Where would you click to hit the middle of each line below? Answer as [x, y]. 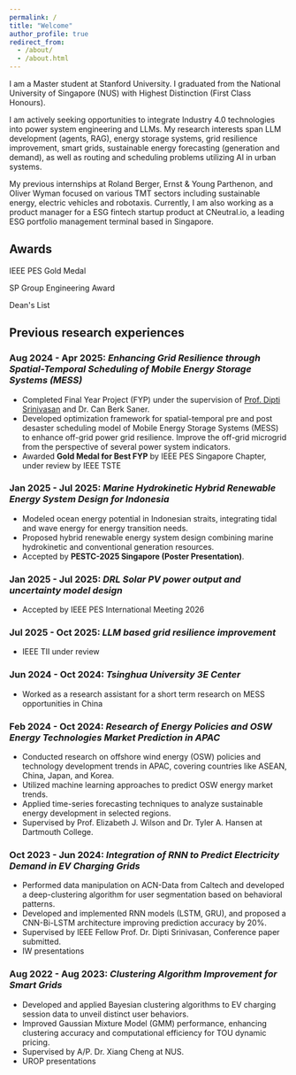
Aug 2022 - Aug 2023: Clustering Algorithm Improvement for [144, 974]
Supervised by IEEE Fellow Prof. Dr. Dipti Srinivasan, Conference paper [151, 932]
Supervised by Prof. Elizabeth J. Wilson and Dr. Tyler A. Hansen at [142, 822]
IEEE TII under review [61, 652]
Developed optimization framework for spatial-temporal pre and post [147, 418]
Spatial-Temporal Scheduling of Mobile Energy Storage [130, 369]
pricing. [36, 1042]
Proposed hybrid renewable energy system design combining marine [148, 537]
